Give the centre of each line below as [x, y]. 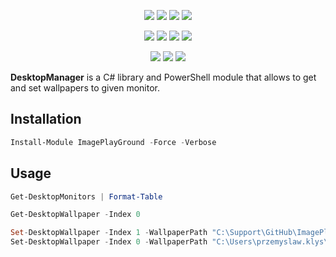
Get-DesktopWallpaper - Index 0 [75, 215]
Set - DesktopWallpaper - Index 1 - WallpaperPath [109, 233]
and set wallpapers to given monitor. [85, 88]
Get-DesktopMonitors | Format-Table [86, 196]
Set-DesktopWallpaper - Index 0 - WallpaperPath [109, 242]
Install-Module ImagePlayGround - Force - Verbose [113, 142]
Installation [46, 119]
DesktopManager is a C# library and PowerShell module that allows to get [163, 77]
